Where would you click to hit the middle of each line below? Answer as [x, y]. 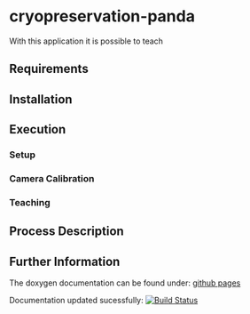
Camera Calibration [52, 178]
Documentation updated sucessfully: [76, 301]
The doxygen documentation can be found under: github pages [125, 283]
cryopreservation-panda [102, 16]
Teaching [30, 202]
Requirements [49, 69]
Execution [38, 129]
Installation [41, 99]
